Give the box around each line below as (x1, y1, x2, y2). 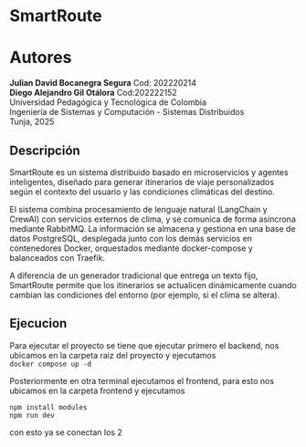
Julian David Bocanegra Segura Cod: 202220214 (9, 78, 197, 88)
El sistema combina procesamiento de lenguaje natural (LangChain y (9, 203, 268, 214)
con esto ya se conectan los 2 (9, 426, 123, 438)
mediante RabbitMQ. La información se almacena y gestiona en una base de (9, 223, 296, 234)
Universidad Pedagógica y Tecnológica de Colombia (9, 97, 207, 108)
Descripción (9, 142, 80, 158)
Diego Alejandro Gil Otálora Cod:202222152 (9, 88, 178, 99)
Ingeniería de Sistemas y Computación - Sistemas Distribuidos (9, 107, 245, 118)
